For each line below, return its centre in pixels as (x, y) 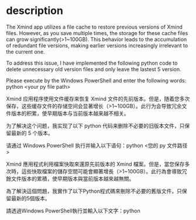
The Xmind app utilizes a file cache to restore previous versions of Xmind (94, 27)
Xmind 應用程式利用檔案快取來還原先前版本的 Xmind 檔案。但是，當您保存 (95, 164)
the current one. (25, 51)
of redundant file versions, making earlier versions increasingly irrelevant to (97, 46)
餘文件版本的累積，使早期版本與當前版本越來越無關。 (70, 179)
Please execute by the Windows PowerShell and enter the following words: (96, 81)
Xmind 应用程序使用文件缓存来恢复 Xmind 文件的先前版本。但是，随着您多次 (98, 99)
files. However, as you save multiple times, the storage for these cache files (97, 33)
